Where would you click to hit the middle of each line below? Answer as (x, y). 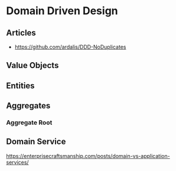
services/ (17, 162)
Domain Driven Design (62, 11)
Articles (21, 33)
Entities (20, 85)
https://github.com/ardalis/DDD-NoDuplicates (70, 47)
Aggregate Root (29, 122)
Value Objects (32, 65)
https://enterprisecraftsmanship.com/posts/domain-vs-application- (88, 156)
